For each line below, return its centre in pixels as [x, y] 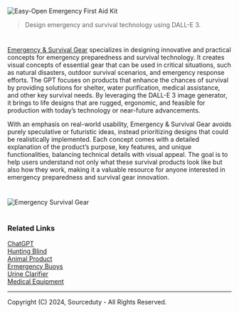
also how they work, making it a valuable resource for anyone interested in [116, 170]
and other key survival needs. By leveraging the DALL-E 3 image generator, [117, 96]
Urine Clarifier [28, 274]
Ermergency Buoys [35, 266]
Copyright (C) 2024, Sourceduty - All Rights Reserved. [87, 302]
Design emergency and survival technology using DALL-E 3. [113, 25]
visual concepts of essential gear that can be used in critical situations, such [119, 65]
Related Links [31, 228]
